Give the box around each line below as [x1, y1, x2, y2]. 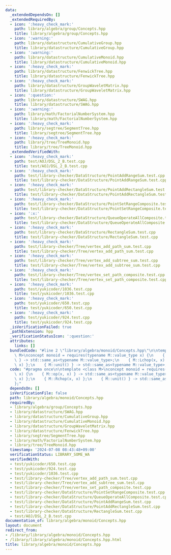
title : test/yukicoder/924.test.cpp [14, 319, 93, 325]
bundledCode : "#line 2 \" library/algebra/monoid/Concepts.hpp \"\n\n [10, 348, 158, 353]
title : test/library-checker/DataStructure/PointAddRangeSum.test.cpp [14, 178, 167, 183]
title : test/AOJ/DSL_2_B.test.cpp [14, 163, 88, 168]
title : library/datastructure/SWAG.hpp [14, 102, 99, 107]
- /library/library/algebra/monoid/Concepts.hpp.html [5, 537, 122, 542]
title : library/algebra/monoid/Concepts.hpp [5, 542, 101, 547]
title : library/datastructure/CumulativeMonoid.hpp [14, 60, 126, 65]
